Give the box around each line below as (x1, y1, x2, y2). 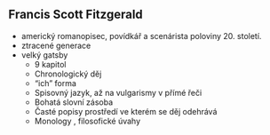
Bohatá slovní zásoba (34, 97, 114, 107)
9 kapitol (34, 59, 67, 69)
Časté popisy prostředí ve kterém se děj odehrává (34, 106, 218, 116)
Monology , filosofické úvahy (34, 115, 141, 126)
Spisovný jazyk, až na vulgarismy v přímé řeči (34, 87, 202, 98)
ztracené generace (20, 40, 91, 51)
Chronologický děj (34, 68, 102, 79)
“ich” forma (34, 77, 77, 88)
